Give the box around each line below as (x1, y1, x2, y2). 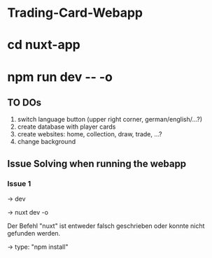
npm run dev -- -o (7, 69, 113, 85)
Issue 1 (7, 178, 31, 188)
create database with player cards (17, 122, 116, 131)
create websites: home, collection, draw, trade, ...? (17, 130, 162, 138)
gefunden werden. (7, 229, 61, 238)
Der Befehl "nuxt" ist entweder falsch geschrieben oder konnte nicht (7, 222, 205, 230)
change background (17, 138, 76, 146)
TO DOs (7, 96, 42, 108)
